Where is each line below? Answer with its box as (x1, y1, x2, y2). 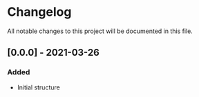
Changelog (7, 4, 72, 20)
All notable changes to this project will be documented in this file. (7, 27, 193, 35)
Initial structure (17, 83, 60, 91)
